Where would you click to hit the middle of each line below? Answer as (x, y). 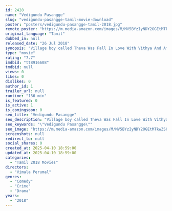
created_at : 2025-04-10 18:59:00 (41, 148)
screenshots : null (25, 134)
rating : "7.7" (20, 58)
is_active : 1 (19, 105)
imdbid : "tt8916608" (27, 62)
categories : (18, 158)
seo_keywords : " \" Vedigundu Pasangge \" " (49, 124)
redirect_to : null (25, 139)
